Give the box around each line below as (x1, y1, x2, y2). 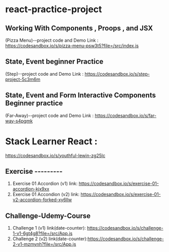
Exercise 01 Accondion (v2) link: (12, 192, 80, 198)
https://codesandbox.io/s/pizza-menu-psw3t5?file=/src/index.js (5, 43, 139, 49)
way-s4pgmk (5, 118, 33, 124)
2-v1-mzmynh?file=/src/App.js (12, 241, 76, 247)
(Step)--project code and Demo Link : (5, 71, 84, 77)
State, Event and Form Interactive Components (5, 91, 156, 100)
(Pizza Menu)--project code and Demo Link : (5, 37, 99, 43)
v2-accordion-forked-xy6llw (12, 197, 72, 203)
